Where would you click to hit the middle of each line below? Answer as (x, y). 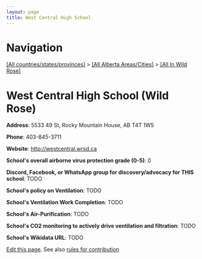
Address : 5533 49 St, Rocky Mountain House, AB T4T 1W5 (80, 125)
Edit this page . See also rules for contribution (63, 249)
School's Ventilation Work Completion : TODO (65, 202)
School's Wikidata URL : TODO (45, 238)
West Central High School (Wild (88, 95)
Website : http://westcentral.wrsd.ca (52, 149)
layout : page (23, 12)
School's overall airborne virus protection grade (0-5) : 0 (79, 161)
